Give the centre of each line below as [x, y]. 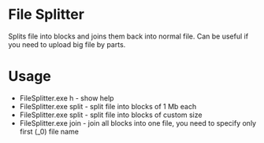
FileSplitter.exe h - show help [67, 98]
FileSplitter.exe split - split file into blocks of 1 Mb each [108, 106]
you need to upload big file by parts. [67, 44]
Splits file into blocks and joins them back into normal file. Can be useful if [128, 36]
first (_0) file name [49, 131]
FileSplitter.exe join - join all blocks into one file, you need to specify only [138, 123]
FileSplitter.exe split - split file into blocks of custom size [111, 115]
